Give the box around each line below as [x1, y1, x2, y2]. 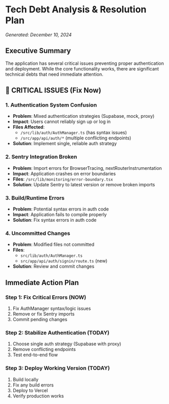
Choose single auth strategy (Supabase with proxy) [12, 341, 121, 347]
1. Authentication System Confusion [5, 101, 97, 109]
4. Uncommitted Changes [5, 230, 71, 237]
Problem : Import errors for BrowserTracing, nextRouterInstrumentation [12, 165, 162, 171]
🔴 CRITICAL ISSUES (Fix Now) [5, 86, 101, 95]
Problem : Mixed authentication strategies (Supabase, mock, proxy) [12, 113, 155, 119]
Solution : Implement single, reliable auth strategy [12, 140, 117, 147]
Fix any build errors [12, 382, 54, 388]
